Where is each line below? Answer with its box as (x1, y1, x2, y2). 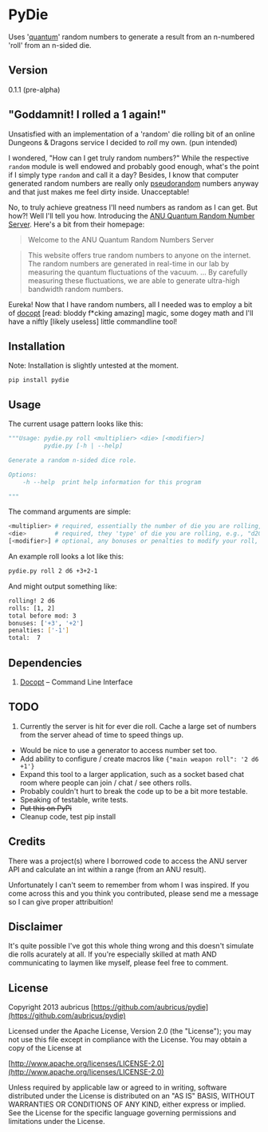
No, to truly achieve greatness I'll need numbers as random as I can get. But (8, 202, 258, 212)
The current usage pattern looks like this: (8, 419, 144, 428)
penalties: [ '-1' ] (8, 626, 69, 635)
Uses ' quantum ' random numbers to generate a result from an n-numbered (8, 32, 255, 41)
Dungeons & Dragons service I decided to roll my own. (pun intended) (8, 137, 238, 147)
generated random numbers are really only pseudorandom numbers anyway (8, 178, 259, 188)
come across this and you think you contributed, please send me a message (8, 888, 259, 898)
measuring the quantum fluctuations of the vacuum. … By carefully (27, 267, 248, 277)
